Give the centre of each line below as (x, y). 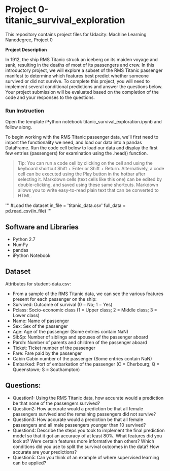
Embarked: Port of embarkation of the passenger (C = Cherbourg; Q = (86, 364)
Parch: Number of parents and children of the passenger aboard (80, 342)
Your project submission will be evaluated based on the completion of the (82, 92)
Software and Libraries (42, 227)
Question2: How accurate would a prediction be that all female (78, 408)
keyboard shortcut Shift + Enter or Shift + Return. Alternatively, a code (91, 169)
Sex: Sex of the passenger (40, 326)
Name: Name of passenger (41, 321)
